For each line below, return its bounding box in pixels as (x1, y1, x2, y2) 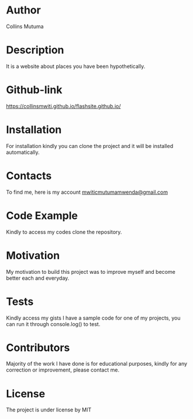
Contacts (6, 169, 52, 182)
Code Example (6, 209, 78, 222)
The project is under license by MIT (6, 406, 92, 413)
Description (6, 43, 64, 57)
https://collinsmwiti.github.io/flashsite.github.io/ (6, 102, 121, 109)
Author (6, 4, 41, 17)
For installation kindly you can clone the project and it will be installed (6, 142, 174, 149)
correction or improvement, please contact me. (6, 366, 120, 373)
